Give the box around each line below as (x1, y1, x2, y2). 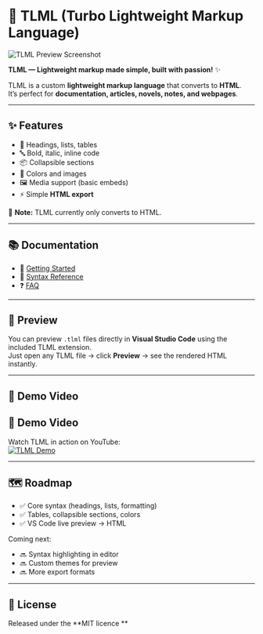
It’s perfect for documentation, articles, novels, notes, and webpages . (8, 89, 239, 98)
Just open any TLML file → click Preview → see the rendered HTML (8, 351, 227, 360)
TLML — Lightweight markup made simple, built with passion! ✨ (8, 64, 222, 74)
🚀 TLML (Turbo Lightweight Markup (8, 7, 244, 25)
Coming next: (8, 534, 52, 544)
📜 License (8, 598, 57, 611)
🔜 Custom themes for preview (19, 559, 118, 568)
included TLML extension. (8, 343, 92, 352)
